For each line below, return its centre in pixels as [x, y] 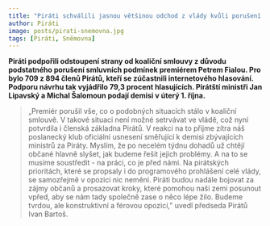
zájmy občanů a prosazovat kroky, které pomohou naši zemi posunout [145, 188]
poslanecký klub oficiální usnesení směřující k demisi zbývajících [135, 137]
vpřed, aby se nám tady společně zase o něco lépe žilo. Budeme [135, 197]
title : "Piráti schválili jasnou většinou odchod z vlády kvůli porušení [135, 16]
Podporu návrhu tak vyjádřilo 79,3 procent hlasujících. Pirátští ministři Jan [135, 87]
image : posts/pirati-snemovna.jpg [66, 31]
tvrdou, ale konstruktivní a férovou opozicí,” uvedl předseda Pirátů [138, 206]
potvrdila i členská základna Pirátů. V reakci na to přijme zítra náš [136, 128]
